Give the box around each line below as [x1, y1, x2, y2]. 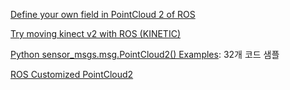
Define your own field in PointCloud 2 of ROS [10, 9, 196, 20]
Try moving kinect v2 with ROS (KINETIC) [10, 28, 181, 39]
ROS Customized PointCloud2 [10, 69, 134, 80]
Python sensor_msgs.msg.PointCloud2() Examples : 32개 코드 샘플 [10, 49, 280, 60]
